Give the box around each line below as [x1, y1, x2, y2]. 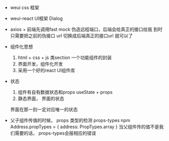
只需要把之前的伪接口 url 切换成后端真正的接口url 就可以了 [10, 33, 133, 38]
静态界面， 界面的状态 [17, 95, 65, 102]
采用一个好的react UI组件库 [17, 67, 75, 73]
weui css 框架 [10, 5, 39, 10]
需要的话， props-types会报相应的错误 [14, 130, 96, 136]
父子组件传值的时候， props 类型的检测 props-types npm [10, 117, 131, 123]
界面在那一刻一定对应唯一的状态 [10, 107, 78, 112]
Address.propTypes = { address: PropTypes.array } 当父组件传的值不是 [10, 124, 160, 130]
